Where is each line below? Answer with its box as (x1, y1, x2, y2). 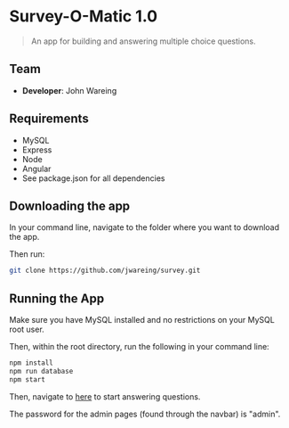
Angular (21, 163, 52, 174)
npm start (9, 374, 46, 384)
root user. (9, 324, 44, 335)
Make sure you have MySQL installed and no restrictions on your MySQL (9, 315, 276, 325)
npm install (9, 358, 53, 367)
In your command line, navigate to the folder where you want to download (9, 222, 280, 233)
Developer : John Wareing (21, 85, 117, 95)
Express (21, 144, 52, 155)
